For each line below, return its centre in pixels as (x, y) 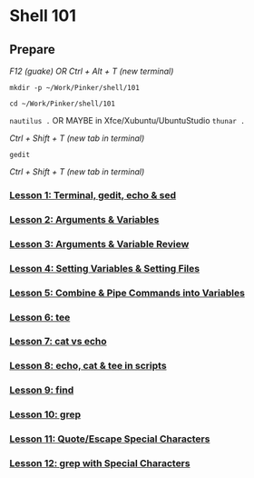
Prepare (33, 50)
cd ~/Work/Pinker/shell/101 (63, 104)
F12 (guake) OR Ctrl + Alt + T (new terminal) (92, 71)
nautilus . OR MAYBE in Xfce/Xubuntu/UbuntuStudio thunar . (127, 120)
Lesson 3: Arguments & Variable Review (99, 244)
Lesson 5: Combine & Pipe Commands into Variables (127, 293)
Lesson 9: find (42, 390)
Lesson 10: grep (45, 414)
